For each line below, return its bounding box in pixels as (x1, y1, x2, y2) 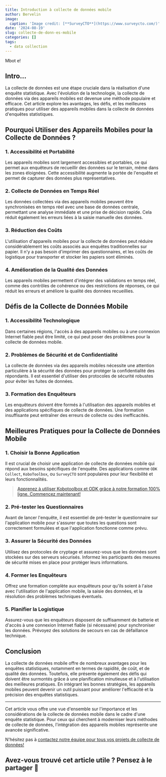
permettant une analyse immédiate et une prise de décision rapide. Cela (5, 209, 152, 215)
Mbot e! (5, 57, 21, 63)
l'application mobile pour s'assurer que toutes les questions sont (5, 520, 137, 526)
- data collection (9, 44, 48, 49)
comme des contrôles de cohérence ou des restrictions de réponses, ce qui (5, 283, 160, 289)
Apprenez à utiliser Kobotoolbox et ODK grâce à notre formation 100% (17, 486, 161, 492)
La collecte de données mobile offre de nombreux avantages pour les (5, 660, 147, 666)
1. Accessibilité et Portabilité (5, 148, 75, 155)
